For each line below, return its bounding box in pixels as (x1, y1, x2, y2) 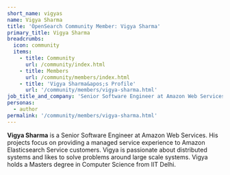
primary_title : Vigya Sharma (7, 29, 90, 36)
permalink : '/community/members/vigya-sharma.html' (7, 112, 157, 119)
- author (13, 106, 38, 113)
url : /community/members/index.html (25, 73, 130, 81)
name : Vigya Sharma (7, 16, 63, 23)
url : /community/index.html (25, 61, 106, 68)
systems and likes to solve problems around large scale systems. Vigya (7, 152, 208, 161)
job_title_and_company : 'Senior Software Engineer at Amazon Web (7, 93, 197, 100)
